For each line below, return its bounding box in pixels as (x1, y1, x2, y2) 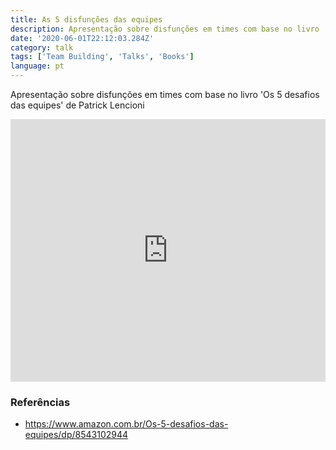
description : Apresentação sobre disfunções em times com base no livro (10, 24, 320, 34)
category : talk (10, 42, 74, 53)
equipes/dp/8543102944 (24, 429, 129, 441)
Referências (10, 395, 71, 409)
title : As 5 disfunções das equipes (10, 14, 163, 25)
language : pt (10, 61, 65, 71)
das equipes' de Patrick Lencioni (10, 99, 145, 111)
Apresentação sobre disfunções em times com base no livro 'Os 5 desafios (10, 89, 320, 100)
